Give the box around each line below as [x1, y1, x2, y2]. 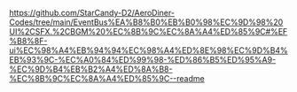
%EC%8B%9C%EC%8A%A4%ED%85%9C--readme [9, 73, 206, 83]
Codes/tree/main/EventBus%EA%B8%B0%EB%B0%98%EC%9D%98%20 [9, 17, 284, 27]
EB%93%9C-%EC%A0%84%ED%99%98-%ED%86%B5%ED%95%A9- [9, 55, 277, 65]
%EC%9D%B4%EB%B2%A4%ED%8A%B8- [9, 64, 173, 74]
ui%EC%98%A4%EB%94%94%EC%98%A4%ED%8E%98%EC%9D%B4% [9, 45, 288, 56]
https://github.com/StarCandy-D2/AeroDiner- [9, 8, 176, 18]
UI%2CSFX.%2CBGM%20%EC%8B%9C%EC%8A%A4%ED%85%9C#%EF [9, 27, 288, 36]
